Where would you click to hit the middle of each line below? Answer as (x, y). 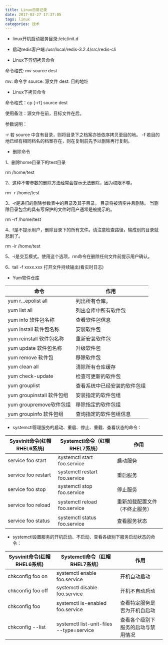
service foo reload (29, 505)
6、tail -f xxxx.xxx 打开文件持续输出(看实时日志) (54, 267)
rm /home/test (20, 172)
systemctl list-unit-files (84, 624)
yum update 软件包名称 (35, 348)
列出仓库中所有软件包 (101, 311)
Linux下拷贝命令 (29, 92)
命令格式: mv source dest (31, 71)
